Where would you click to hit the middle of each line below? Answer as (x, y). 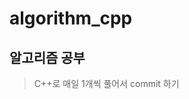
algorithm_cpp (71, 18)
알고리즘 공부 (47, 57)
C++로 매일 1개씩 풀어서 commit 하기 (106, 83)
